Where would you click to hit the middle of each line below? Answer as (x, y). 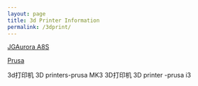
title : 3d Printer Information (54, 20)
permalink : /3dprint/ (39, 27)
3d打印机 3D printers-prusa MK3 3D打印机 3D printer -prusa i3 (99, 75)
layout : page (27, 14)
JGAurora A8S (28, 47)
